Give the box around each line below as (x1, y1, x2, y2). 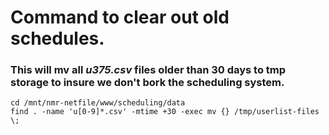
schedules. (10, 27, 105, 50)
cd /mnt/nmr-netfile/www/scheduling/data (10, 98, 186, 108)
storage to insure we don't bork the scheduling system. (10, 76, 285, 90)
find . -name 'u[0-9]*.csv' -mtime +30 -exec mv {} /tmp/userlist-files (10, 107, 320, 117)
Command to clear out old (10, 6, 230, 29)
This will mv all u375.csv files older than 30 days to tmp (10, 63, 287, 77)
